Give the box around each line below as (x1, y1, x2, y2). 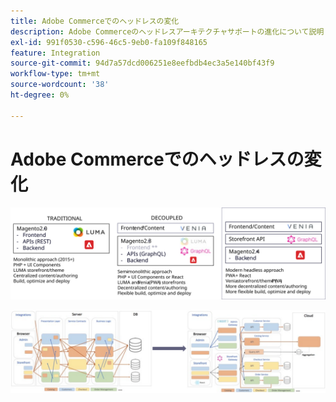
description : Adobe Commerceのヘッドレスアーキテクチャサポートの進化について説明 (10, 26, 325, 37)
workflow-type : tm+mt (10, 69, 101, 79)
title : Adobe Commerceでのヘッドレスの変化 (10, 16, 180, 26)
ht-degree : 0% (10, 90, 70, 100)
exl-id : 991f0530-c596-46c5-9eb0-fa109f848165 (10, 37, 208, 47)
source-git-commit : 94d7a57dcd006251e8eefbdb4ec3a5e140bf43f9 (10, 58, 275, 69)
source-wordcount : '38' (10, 80, 110, 90)
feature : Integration (10, 48, 101, 58)
